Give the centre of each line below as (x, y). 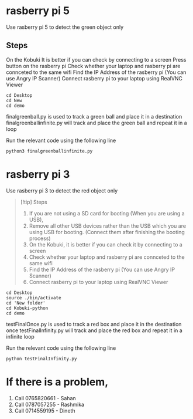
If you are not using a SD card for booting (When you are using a (107, 213)
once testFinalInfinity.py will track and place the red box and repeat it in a (94, 330)
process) (40, 238)
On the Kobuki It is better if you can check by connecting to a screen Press (96, 59)
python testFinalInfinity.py (42, 359)
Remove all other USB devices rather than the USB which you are (107, 226)
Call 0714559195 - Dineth (45, 410)
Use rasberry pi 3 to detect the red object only (62, 190)
